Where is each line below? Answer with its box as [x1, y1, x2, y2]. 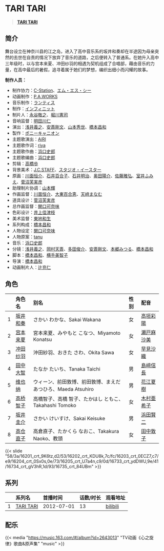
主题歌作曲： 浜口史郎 [12, 148, 55, 154]
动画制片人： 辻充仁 [12, 264, 51, 270]
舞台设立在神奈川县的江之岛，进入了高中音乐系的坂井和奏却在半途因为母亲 [5, 48, 155, 54]
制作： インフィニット [12, 105, 55, 111]
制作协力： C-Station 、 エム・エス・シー [12, 87, 92, 93]
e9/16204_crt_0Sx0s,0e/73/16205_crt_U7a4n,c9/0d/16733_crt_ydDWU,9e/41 [5, 458, 159, 464]
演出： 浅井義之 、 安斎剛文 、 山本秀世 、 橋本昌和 [12, 124, 106, 130]
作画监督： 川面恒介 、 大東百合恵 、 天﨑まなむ [12, 191, 102, 197]
